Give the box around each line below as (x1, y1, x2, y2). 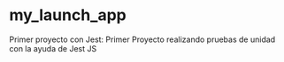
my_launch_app (9, 5, 127, 25)
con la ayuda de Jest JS (9, 43, 97, 53)
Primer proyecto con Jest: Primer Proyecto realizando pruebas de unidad (9, 34, 276, 45)
